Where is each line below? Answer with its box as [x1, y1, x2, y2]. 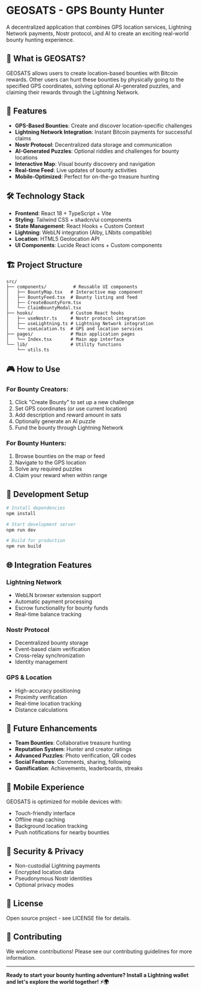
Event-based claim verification [14, 646, 91, 653]
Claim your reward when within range [14, 472, 108, 479]
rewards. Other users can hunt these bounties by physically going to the [6, 76, 184, 83]
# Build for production [6, 538, 66, 544]
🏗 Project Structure [6, 260, 83, 270]
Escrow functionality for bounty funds [14, 604, 109, 612]
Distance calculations [14, 706, 68, 713]
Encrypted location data [14, 868, 74, 875]
